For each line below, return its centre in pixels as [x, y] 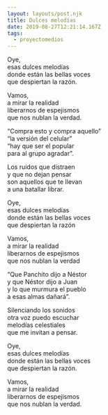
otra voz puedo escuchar [43, 318]
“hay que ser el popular [41, 146]
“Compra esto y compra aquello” [54, 131]
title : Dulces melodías [42, 20]
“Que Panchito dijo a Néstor [47, 275]
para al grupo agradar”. [41, 154]
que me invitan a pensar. [43, 333]
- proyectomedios [39, 40]
